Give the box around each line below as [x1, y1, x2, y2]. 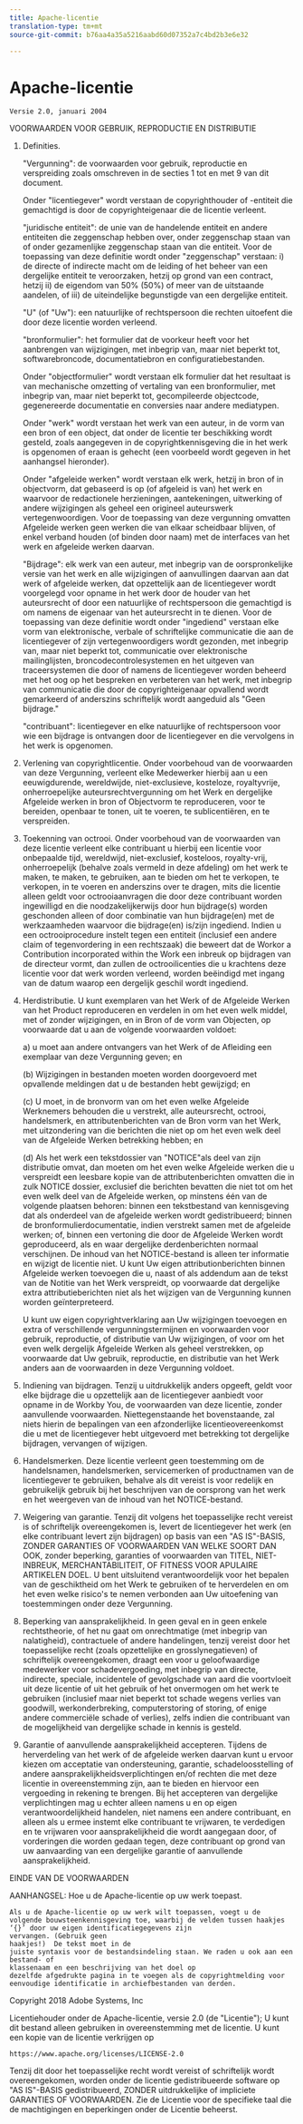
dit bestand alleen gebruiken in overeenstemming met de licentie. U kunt [9, 2022, 279, 2033]
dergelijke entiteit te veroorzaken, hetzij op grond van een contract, [22, 270, 274, 281]
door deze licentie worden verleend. [22, 317, 158, 327]
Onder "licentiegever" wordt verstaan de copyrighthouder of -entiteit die [22, 195, 293, 206]
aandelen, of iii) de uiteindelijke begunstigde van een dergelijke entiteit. [22, 289, 289, 300]
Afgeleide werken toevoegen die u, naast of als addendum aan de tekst [22, 1268, 289, 1279]
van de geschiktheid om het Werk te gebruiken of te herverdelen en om [22, 1579, 289, 1590]
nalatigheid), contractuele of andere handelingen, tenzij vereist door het [22, 1635, 290, 1646]
